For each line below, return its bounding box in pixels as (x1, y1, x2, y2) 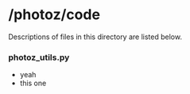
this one (19, 78, 47, 88)
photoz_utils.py (8, 52, 70, 63)
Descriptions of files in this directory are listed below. (8, 32, 183, 41)
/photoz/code (8, 6, 101, 24)
